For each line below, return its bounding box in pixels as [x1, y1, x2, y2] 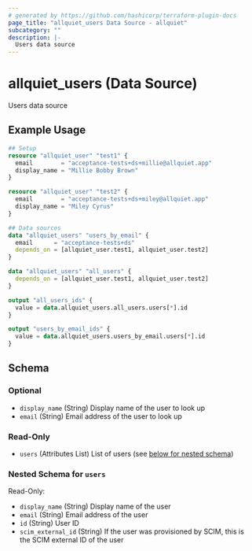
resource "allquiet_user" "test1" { [8, 151, 128, 160]
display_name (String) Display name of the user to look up [19, 403, 206, 412]
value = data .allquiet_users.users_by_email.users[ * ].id [15, 332, 206, 341]
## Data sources [8, 224, 61, 232]
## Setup [8, 144, 37, 152]
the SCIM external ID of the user [19, 535, 124, 545]
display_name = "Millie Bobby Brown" [15, 166, 139, 174]
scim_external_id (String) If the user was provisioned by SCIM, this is [19, 527, 245, 536]
